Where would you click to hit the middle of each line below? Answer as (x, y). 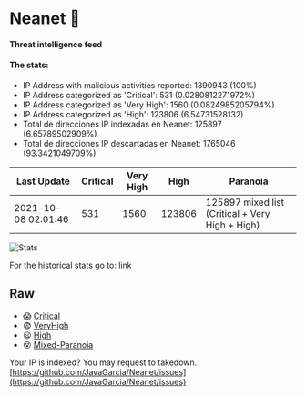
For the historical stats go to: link (71, 265)
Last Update (44, 181)
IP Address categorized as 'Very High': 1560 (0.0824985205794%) (148, 105)
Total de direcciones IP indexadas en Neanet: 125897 (122, 124)
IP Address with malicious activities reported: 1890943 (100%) (139, 85)
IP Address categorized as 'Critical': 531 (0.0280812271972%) (139, 95)
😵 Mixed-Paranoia (58, 344)
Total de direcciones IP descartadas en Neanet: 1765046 (129, 143)
